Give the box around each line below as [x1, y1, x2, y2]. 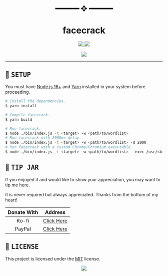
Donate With [7, 208, 38, 215]
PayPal [14, 225, 31, 232]
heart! [5, 197, 17, 203]
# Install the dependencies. [5, 99, 66, 104]
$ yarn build [5, 117, 32, 122]
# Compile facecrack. [5, 112, 50, 117]
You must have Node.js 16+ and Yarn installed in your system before [5, 84, 146, 90]
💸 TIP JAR [5, 163, 39, 172]
